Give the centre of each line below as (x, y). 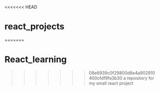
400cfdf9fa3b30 (106, 78)
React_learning (36, 60)
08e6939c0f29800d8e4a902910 (122, 73)
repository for (141, 78)
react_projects (34, 27)
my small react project (111, 83)
